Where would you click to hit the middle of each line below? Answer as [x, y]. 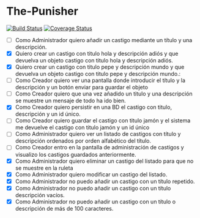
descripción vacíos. [40, 195]
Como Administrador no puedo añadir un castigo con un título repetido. [105, 181]
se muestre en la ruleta [44, 168]
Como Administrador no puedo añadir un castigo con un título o [95, 201]
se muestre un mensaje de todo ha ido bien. [71, 101]
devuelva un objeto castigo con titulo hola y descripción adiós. [94, 61]
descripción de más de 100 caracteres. [64, 208]
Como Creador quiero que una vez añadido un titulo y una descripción [104, 94]
